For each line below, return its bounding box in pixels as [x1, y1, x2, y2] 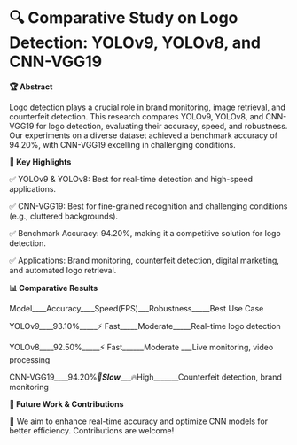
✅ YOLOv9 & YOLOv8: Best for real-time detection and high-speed [9, 173, 253, 184]
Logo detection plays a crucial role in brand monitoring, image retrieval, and [9, 102, 286, 112]
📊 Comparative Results [9, 282, 98, 293]
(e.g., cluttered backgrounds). [9, 211, 118, 221]
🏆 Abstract [9, 81, 53, 92]
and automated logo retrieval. [9, 265, 117, 275]
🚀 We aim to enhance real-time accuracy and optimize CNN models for [9, 416, 269, 426]
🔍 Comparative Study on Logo [9, 8, 238, 28]
